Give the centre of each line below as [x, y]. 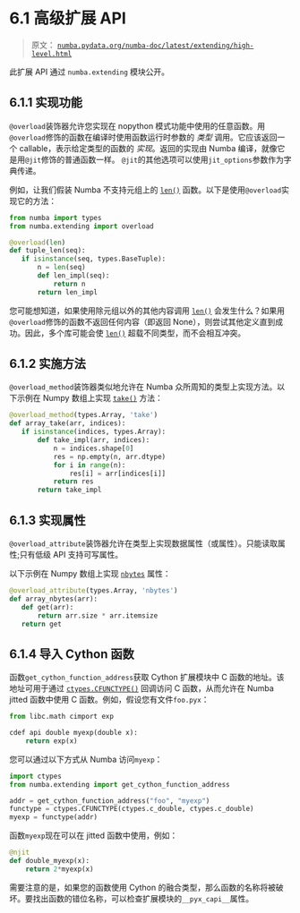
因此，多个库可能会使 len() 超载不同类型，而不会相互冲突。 [135, 333]
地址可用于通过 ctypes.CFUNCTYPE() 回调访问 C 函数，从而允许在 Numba [142, 688]
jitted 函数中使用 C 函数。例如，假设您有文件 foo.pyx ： [109, 700]
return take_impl [69, 490]
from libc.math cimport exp [62, 717]
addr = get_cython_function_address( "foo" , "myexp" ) [110, 801]
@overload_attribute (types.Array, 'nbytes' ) [94, 591]
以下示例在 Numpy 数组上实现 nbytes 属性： [90, 573]
